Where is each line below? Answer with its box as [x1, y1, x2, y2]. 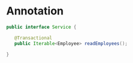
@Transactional [14, 35, 52, 41]
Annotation [6, 4, 64, 18]
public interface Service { [6, 24, 77, 30]
